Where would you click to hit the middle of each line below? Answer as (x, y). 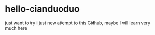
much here (16, 28)
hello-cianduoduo (42, 9)
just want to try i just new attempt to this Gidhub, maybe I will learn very (78, 23)
